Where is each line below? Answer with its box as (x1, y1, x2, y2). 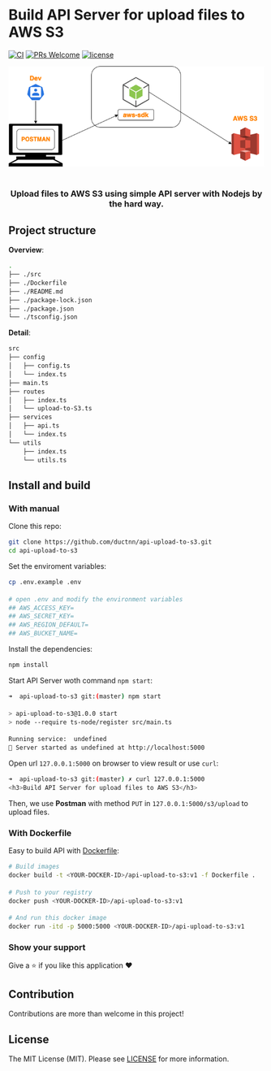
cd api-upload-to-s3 (8, 547, 79, 555)
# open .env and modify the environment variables (8, 595, 183, 603)
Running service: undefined (8, 735, 107, 744)
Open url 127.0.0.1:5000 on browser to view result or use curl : (8, 758, 219, 769)
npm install (8, 661, 49, 670)
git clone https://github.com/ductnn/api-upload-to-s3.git (8, 538, 213, 546)
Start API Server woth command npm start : (8, 675, 153, 685)
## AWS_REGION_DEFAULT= (8, 621, 89, 629)
